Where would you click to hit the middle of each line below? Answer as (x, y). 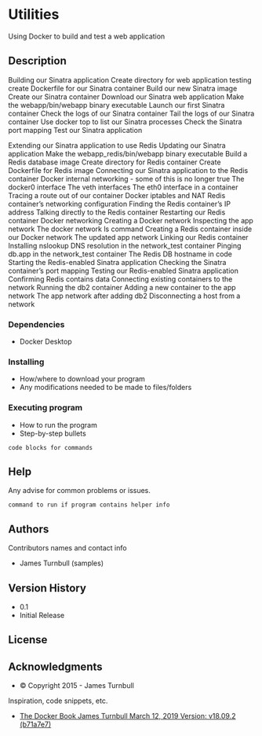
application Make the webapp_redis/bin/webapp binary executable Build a (128, 153)
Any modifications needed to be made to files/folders (106, 388)
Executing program (45, 408)
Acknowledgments (56, 666)
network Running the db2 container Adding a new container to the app (122, 287)
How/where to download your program (82, 379)
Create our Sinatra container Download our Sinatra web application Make (126, 97)
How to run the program (58, 425)
